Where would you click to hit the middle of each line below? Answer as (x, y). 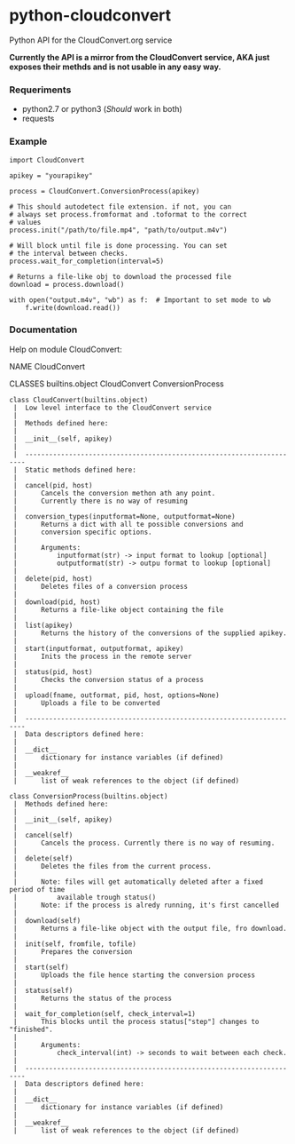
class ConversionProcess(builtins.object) (89, 796)
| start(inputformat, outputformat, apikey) (98, 648)
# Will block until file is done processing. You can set (118, 245)
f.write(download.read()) (73, 307)
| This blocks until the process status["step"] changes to (136, 1021)
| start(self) (41, 967)
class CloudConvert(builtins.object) (79, 400)
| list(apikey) (43, 625)
